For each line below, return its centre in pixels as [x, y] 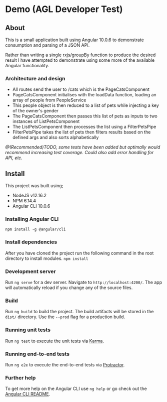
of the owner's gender [35, 111]
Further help [20, 377]
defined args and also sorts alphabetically [55, 138]
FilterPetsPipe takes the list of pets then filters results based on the [81, 132]
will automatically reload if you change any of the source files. [69, 288]
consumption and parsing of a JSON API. [47, 45]
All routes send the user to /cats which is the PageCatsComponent [81, 89]
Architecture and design [35, 78]
